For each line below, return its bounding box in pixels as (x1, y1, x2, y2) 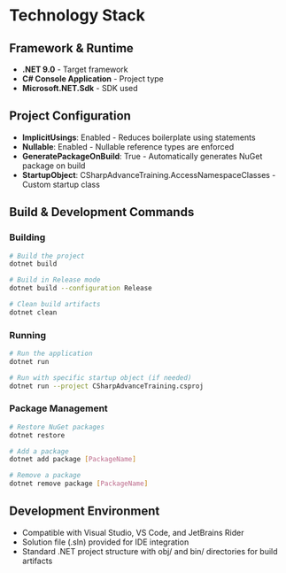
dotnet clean (9, 307, 58, 317)
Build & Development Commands (9, 205, 195, 220)
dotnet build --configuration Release (9, 284, 152, 293)
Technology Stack (9, 5, 146, 26)
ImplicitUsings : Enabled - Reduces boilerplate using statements (21, 132, 256, 143)
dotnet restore (9, 430, 66, 439)
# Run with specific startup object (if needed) (9, 373, 192, 382)
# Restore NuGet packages (9, 422, 104, 431)
